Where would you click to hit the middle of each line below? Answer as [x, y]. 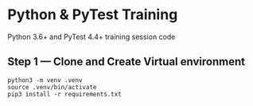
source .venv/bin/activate [52, 87]
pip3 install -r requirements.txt [65, 94]
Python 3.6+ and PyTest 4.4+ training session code [91, 37]
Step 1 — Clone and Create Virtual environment [127, 62]
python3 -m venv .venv [45, 80]
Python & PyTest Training [93, 15]
